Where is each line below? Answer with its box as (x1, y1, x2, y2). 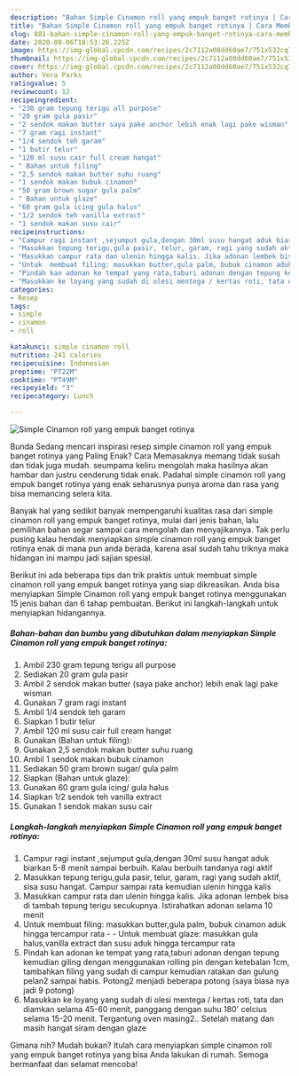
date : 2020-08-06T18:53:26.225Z (10, 37, 130, 47)
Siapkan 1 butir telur (22, 716, 96, 726)
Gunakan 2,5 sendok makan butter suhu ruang (22, 744, 193, 755)
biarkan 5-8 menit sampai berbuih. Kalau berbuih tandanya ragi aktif (22, 862, 273, 873)
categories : (10, 285, 54, 294)
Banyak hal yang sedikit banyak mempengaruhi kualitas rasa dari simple (10, 506, 273, 515)
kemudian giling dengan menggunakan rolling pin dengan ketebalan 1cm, (22, 956, 290, 967)
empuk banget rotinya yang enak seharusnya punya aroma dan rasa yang (10, 479, 279, 489)
